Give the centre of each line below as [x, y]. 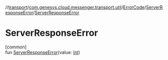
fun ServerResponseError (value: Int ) [43, 52]
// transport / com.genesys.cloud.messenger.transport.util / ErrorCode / [76, 7]
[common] [16, 47]
